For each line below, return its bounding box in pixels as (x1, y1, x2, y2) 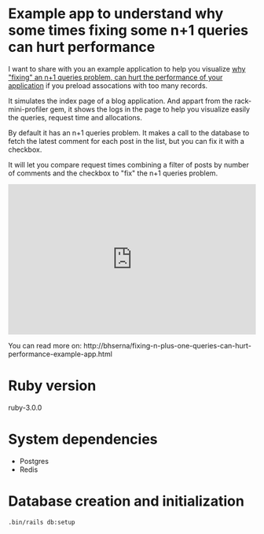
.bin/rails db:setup (8, 518, 76, 526)
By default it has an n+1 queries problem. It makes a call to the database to (8, 127, 250, 138)
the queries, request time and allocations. (8, 112, 143, 122)
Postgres (19, 456, 49, 466)
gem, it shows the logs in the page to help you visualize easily (49, 104, 250, 114)
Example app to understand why (8, 5, 224, 23)
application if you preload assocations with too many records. (8, 80, 208, 90)
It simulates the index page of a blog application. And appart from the (8, 96, 233, 105)
